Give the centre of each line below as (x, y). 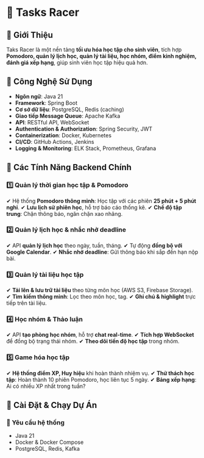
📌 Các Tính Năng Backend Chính (69, 167)
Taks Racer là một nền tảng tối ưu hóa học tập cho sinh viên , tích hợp (94, 49)
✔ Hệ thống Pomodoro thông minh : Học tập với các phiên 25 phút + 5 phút (101, 201)
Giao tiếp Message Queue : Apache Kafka (68, 116)
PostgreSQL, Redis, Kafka (47, 449)
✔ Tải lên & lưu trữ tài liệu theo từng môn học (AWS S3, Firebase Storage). (100, 290)
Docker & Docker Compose (49, 442)
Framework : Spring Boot (46, 102)
